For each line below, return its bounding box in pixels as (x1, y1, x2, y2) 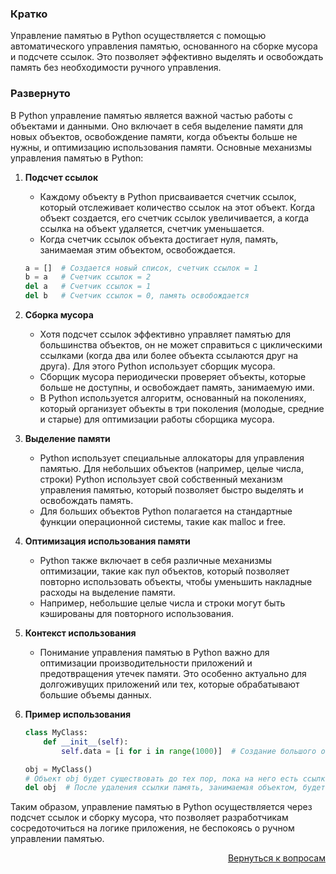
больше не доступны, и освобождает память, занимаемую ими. (39, 382, 315, 394)
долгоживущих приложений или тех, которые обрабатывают (39, 678, 300, 691)
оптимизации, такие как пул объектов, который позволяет (39, 565, 290, 577)
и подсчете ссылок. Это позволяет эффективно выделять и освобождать (10, 51, 324, 63)
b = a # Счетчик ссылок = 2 (24, 272, 152, 282)
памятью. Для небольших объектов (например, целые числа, (39, 463, 304, 475)
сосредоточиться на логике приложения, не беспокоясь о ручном (10, 822, 295, 834)
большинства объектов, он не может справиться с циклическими (39, 339, 323, 351)
